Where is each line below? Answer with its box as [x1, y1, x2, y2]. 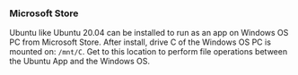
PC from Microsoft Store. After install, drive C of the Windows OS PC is [9, 37, 272, 47]
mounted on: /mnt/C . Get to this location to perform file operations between [9, 46, 288, 57]
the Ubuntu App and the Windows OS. [9, 56, 151, 67]
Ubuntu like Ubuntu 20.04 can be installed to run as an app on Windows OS [9, 28, 289, 38]
